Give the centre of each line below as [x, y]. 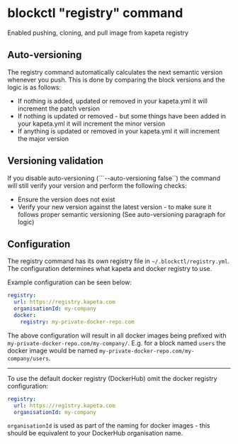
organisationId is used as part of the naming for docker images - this [109, 426]
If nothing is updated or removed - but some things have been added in [122, 116]
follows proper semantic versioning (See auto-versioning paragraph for [121, 214]
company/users [28, 359]
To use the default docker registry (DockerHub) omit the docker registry [112, 378]
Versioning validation [56, 161]
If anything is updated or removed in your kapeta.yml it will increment [119, 131]
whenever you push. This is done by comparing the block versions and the [116, 79]
